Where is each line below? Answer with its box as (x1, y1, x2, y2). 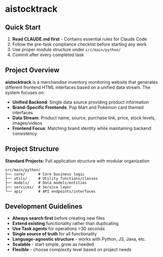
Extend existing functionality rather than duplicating (12, 221, 119, 226)
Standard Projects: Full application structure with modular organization (5, 158, 150, 163)
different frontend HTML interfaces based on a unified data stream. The (5, 84, 151, 90)
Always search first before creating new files (12, 215, 105, 221)
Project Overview (5, 66, 60, 74)
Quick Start (5, 23, 41, 32)
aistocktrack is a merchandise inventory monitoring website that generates (5, 79, 158, 85)
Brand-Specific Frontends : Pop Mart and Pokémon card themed (12, 104, 144, 110)
